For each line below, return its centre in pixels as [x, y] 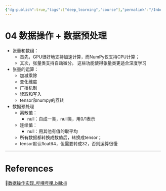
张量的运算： [25, 69]
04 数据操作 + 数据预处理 [56, 36]
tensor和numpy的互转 [42, 100]
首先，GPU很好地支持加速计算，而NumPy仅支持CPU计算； [80, 57]
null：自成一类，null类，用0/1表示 [61, 119]
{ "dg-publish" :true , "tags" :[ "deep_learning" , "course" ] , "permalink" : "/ [79, 10]
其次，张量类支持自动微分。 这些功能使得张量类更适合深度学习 [83, 63]
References [29, 168]
